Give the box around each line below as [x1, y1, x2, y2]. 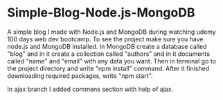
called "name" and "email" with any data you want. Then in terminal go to [7, 57, 217, 65]
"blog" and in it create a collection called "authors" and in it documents [7, 50, 210, 58]
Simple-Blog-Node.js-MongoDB [7, 5, 195, 21]
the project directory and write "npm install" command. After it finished [7, 64, 210, 72]
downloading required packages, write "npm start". [7, 71, 154, 80]
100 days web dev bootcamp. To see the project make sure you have [7, 34, 204, 43]
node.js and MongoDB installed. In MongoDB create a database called [7, 42, 207, 50]
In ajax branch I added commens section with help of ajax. [7, 85, 174, 93]
